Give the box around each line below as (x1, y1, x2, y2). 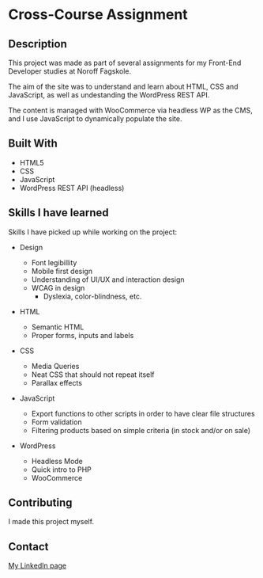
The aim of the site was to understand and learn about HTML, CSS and (8, 82, 239, 91)
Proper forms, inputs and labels (31, 330, 134, 340)
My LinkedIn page (8, 561, 67, 571)
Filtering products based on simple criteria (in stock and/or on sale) (31, 425, 251, 435)
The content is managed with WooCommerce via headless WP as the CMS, (8, 105, 253, 115)
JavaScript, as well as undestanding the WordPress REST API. (8, 90, 210, 100)
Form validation (31, 417, 82, 427)
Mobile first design (31, 266, 93, 276)
